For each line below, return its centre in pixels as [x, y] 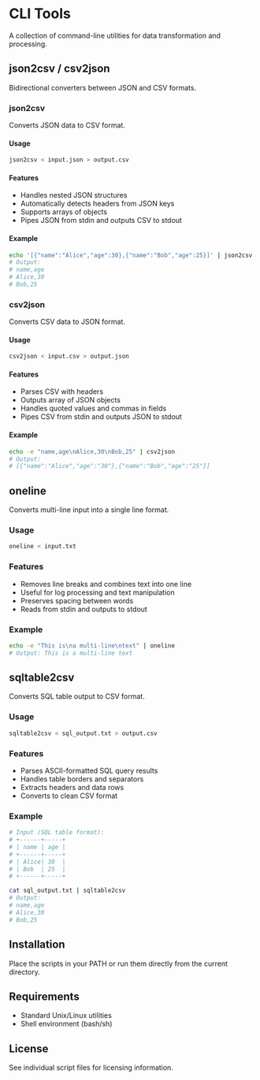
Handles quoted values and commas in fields [93, 408]
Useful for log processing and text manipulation [98, 592]
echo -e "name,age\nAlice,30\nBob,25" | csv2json [92, 451]
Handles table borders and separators [82, 779]
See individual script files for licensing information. [91, 1067]
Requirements [44, 996]
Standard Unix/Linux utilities [66, 1015]
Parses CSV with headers [62, 392]
